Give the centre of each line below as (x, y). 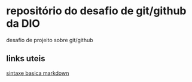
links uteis (26, 59)
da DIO (23, 23)
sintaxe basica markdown (38, 73)
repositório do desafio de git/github (96, 11)
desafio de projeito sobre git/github (50, 40)
